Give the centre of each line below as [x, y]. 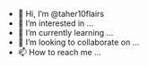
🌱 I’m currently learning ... [65, 33]
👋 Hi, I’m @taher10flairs [61, 14]
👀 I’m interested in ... [56, 23]
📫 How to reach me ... [59, 52]
